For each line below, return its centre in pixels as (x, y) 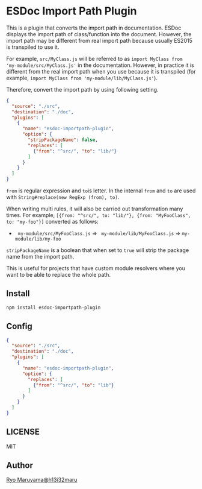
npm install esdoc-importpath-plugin (54, 308)
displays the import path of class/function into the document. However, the (99, 34)
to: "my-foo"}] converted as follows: (53, 222)
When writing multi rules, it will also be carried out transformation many (95, 209)
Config (19, 327)
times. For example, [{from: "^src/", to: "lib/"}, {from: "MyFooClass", (99, 215)
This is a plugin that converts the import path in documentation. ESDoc (94, 28)
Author (20, 465)
